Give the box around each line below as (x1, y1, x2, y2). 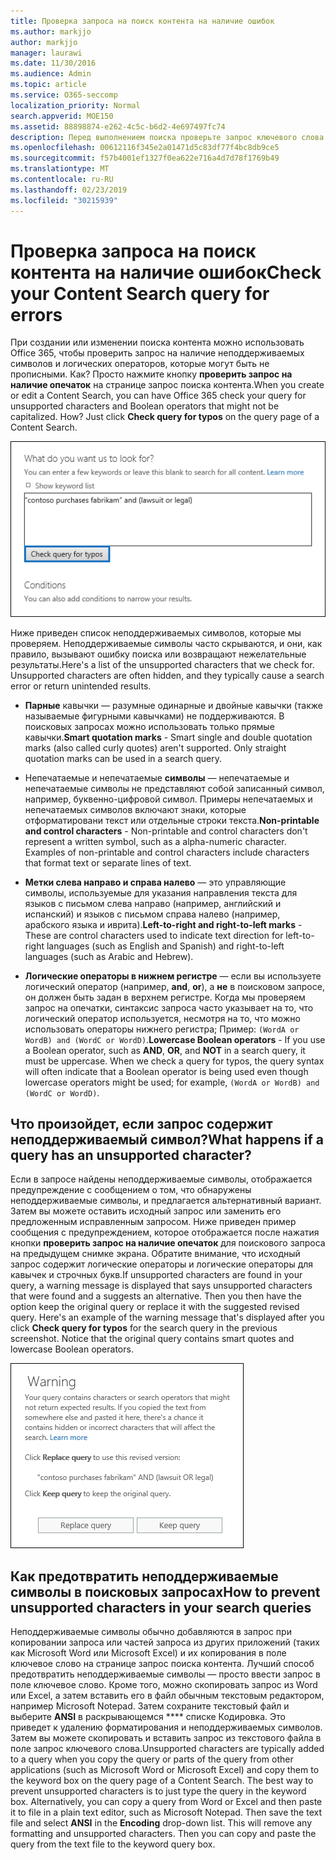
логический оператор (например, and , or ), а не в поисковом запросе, (24, 980, 325, 992)
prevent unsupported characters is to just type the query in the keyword (10, 1785, 307, 1797)
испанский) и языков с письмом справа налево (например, (24, 908, 281, 920)
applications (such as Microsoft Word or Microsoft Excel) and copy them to (10, 1764, 320, 1776)
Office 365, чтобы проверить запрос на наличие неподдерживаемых (10, 347, 305, 359)
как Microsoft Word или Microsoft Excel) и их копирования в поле (10, 1647, 287, 1659)
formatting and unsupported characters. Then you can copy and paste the (10, 1828, 317, 1840)
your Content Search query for (10, 282, 270, 305)
